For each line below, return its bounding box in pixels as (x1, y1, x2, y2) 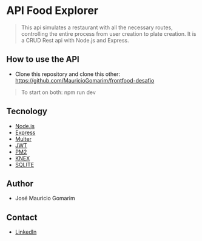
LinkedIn (15, 228, 37, 236)
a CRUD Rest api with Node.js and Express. (21, 36, 129, 44)
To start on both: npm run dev (21, 89, 96, 96)
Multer (15, 135, 32, 143)
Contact (6, 212, 38, 222)
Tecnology (6, 106, 47, 117)
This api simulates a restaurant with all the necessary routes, (21, 24, 173, 31)
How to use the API (6, 54, 80, 64)
